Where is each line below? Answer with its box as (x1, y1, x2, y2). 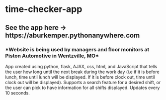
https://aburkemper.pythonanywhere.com (5, 31, 140, 39)
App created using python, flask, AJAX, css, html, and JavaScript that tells (5, 63, 158, 69)
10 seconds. (5, 90, 30, 96)
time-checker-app (5, 3, 83, 15)
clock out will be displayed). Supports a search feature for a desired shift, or (5, 79, 161, 85)
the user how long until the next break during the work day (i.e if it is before (5, 69, 160, 75)
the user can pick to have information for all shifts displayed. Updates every (5, 85, 160, 91)
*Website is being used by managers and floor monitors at (5, 46, 150, 53)
